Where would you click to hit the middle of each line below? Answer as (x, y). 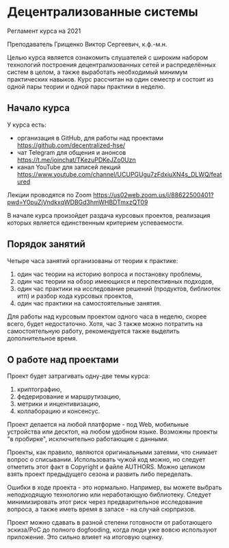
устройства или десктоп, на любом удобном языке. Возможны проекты (112, 432)
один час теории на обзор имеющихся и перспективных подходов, (115, 281)
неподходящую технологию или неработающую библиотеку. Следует (109, 495)
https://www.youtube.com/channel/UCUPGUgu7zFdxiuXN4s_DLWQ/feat (119, 174)
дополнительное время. (42, 338)
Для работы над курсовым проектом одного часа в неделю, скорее (107, 316)
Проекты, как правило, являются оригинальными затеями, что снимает (112, 452)
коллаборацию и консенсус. (58, 411)
